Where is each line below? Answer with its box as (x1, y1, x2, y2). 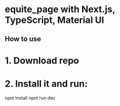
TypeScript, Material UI (5, 14, 105, 26)
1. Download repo (5, 55, 79, 66)
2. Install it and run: (5, 78, 88, 89)
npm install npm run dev (5, 95, 55, 101)
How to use (5, 34, 41, 43)
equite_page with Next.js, (5, 4, 115, 15)
